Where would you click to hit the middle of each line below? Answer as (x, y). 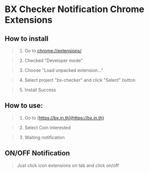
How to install (27, 39)
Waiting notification (45, 137)
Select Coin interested (48, 128)
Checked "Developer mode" (54, 61)
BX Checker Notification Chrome (74, 9)
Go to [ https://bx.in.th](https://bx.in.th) (64, 118)
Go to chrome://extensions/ (53, 51)
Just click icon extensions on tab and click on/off (68, 165)
